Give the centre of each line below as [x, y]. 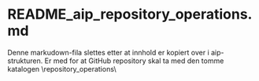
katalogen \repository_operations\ [62, 69]
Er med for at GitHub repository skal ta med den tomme [134, 61]
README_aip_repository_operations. [130, 14]
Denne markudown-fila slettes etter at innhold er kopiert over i [108, 52]
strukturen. [25, 61]
